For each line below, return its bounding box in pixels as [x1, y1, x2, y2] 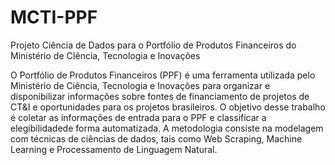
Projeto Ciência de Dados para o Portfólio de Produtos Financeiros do [10, 39, 297, 51]
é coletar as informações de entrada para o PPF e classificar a [10, 111, 267, 123]
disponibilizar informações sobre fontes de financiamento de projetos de [10, 90, 310, 102]
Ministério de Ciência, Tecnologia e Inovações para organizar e [10, 79, 271, 91]
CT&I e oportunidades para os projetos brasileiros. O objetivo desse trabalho [10, 101, 326, 113]
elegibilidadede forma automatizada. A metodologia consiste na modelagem [10, 122, 324, 134]
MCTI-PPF [10, 6, 98, 29]
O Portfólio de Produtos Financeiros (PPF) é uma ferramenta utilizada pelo [10, 69, 316, 81]
